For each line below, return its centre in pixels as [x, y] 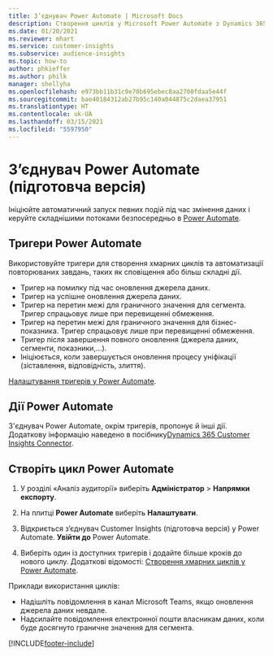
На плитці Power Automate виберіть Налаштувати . [109, 513]
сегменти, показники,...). [63, 348]
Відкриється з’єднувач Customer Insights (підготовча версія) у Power [140, 528]
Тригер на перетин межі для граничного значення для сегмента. [133, 305]
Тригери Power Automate [75, 243]
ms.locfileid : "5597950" [50, 129]
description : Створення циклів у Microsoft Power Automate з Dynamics [130, 24]
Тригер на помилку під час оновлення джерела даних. [115, 287]
